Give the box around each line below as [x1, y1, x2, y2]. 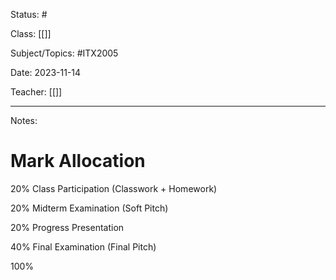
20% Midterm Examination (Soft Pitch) [10, 202, 169, 214]
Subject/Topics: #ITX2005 [10, 47, 119, 59]
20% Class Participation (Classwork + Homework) [10, 182, 218, 194]
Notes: [10, 115, 38, 126]
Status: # [10, 9, 48, 20]
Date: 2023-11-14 [10, 67, 82, 78]
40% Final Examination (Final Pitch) [10, 240, 157, 253]
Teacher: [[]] [10, 86, 63, 98]
